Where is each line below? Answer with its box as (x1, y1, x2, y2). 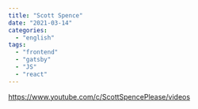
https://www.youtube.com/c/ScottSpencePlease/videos (8, 92, 191, 101)
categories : (8, 26, 48, 34)
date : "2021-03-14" (8, 19, 73, 27)
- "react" (15, 70, 48, 78)
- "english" (15, 33, 55, 42)
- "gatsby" (15, 56, 51, 64)
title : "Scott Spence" (8, 11, 83, 20)
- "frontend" (15, 48, 59, 56)
